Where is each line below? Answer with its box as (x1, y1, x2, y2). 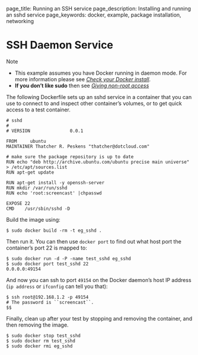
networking (6, 18, 34, 24)
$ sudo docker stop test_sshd (6, 332, 81, 338)
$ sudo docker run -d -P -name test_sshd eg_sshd (6, 255, 132, 261)
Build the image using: (6, 216, 60, 223)
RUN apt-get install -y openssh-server (6, 180, 105, 186)
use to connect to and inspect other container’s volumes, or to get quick (6, 100, 182, 107)
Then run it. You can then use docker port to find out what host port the (6, 238, 182, 245)
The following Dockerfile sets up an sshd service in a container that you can (6, 93, 192, 100)
